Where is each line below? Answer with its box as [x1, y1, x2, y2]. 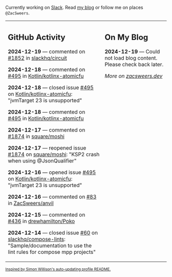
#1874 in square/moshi [8, 133, 65, 140]
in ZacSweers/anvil [8, 199, 54, 207]
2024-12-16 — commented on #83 [8, 193, 97, 200]
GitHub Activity [8, 32, 66, 42]
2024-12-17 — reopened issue [8, 144, 87, 151]
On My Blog [104, 32, 148, 42]
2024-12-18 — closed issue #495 [8, 84, 94, 91]
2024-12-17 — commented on [8, 126, 85, 133]
